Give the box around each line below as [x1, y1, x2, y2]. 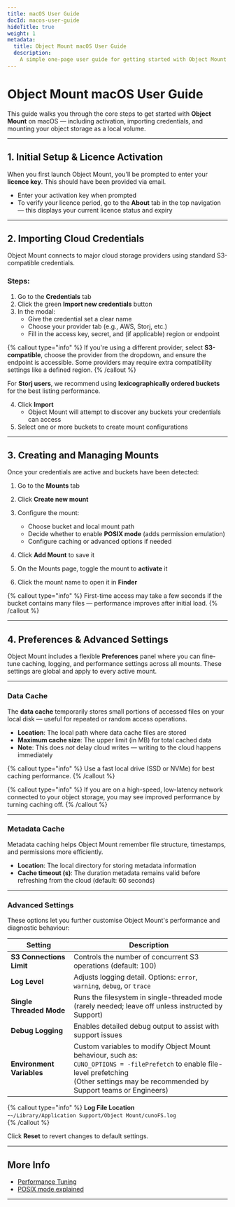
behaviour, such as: [73, 1051, 138, 1060]
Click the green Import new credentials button [17, 300, 152, 308]
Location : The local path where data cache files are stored [17, 728, 187, 737]
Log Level [10, 977, 44, 987]
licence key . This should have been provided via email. [7, 177, 166, 186]
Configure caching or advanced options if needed [27, 538, 172, 546]
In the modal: [17, 307, 56, 316]
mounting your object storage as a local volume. [7, 124, 146, 133]
